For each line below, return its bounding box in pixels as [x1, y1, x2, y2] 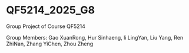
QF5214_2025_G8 [6, 3, 95, 17]
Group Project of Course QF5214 [6, 23, 85, 30]
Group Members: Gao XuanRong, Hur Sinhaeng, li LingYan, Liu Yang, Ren [6, 34, 184, 41]
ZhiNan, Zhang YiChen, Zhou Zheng [6, 40, 94, 47]
